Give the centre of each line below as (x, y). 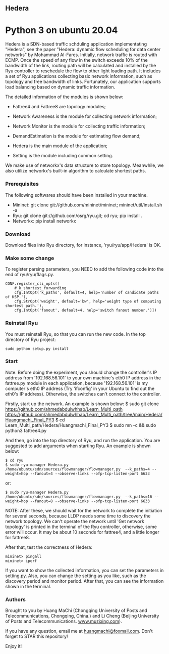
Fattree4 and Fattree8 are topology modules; (59, 107)
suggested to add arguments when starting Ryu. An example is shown (78, 446)
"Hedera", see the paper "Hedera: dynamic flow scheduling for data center (83, 50)
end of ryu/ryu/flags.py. (30, 275)
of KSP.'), (17, 297)
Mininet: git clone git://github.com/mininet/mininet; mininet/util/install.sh (87, 205)
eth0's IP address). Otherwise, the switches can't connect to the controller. (83, 394)
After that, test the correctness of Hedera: (49, 547)
